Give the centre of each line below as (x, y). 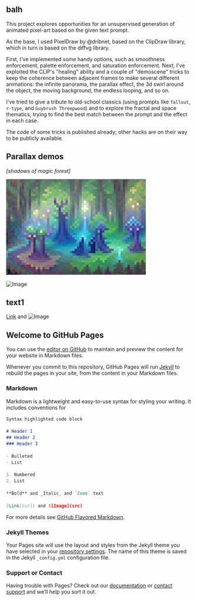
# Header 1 (19, 432)
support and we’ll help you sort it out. (51, 592)
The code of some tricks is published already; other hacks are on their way (97, 132)
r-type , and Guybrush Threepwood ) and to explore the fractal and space (91, 108)
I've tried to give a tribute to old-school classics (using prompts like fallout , (98, 102)
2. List (16, 481)
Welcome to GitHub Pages (55, 335)
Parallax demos (35, 157)
